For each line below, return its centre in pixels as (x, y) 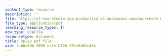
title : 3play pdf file (28, 41)
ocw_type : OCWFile (24, 32)
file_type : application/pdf (34, 23)
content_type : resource (30, 9)
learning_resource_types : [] (35, 28)
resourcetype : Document (30, 37)
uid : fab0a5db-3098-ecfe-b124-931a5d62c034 (51, 46)
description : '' (22, 14)
